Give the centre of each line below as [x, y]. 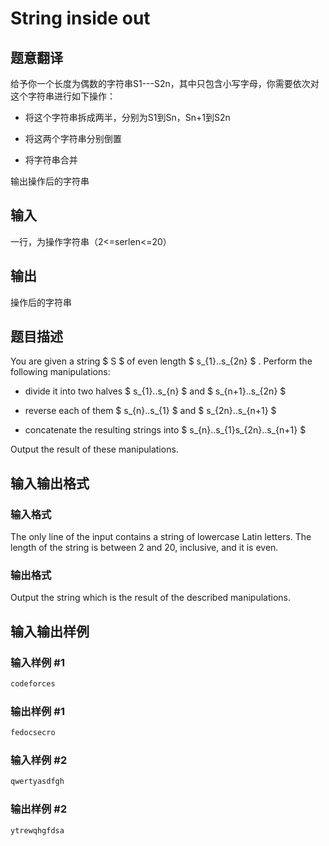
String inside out [80, 18]
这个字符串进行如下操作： [63, 96]
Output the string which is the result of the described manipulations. [151, 598]
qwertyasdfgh [37, 782]
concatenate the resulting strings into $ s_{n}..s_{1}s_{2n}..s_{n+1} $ [165, 430]
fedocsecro [33, 733]
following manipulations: [60, 372]
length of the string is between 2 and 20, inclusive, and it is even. [144, 548]
